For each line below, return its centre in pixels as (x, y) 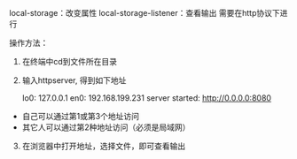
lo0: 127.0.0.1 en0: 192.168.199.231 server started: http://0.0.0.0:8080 (147, 98)
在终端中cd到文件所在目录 (70, 61)
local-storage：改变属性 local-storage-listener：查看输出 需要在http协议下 (145, 13)
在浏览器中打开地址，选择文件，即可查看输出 (104, 146)
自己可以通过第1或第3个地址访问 (81, 116)
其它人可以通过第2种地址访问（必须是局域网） (106, 127)
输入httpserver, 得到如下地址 (74, 80)
